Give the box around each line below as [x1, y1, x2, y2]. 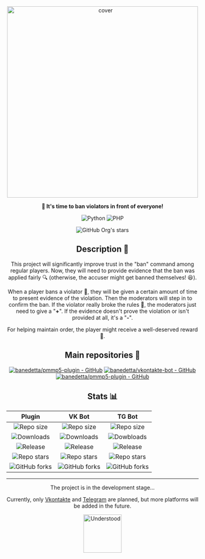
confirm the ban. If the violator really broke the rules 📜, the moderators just [9, 301, 196, 308]
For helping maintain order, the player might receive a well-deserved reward [7, 326, 198, 333]
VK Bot [68, 413, 90, 421]
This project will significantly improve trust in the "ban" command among [11, 260, 194, 268]
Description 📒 [76, 244, 129, 255]
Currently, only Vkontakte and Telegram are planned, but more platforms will [6, 496, 199, 503]
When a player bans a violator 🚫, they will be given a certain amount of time [7, 288, 198, 295]
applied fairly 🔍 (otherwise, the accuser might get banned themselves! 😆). [8, 274, 197, 281]
